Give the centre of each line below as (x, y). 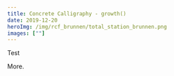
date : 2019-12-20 (32, 20)
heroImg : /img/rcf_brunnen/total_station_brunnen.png (87, 26)
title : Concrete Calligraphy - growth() (67, 14)
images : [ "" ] (26, 33)
